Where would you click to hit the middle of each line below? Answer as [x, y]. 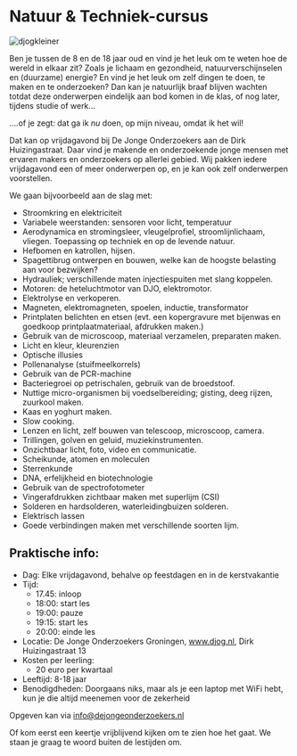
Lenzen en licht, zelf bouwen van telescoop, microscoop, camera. [143, 431]
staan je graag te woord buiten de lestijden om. [96, 742]
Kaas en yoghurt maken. [67, 411]
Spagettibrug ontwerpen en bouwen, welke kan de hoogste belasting [149, 259]
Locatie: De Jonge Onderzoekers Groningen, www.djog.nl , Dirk [138, 641]
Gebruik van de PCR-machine [77, 374]
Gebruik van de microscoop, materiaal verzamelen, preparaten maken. [152, 335]
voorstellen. [31, 178]
